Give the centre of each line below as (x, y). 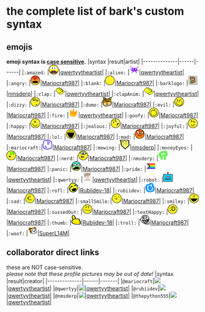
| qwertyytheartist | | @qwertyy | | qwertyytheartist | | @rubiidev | (83, 288)
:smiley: (175, 202)
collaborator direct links (53, 253)
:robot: (150, 180)
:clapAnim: (127, 94)
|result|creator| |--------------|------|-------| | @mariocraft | (80, 281)
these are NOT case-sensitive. (45, 267)
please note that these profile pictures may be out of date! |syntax (90, 273)
